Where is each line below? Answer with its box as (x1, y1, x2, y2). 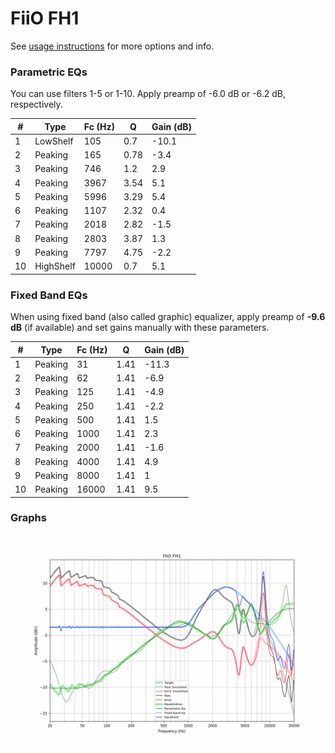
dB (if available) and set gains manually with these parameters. (10, 322, 270, 334)
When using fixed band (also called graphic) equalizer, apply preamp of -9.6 (10, 311, 326, 323)
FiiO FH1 (10, 7, 80, 30)
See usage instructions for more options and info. (10, 40, 215, 52)
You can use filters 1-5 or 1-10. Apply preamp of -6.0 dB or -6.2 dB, (10, 88, 287, 100)
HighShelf (34, 260, 76, 272)
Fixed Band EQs (10, 288, 88, 302)
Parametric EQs (10, 65, 88, 79)
